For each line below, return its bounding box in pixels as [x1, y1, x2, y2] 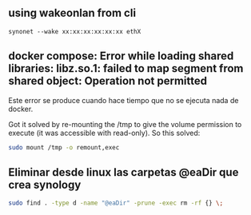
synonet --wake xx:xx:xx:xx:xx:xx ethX [8, 27, 141, 35]
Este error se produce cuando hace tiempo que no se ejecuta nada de [8, 95, 239, 105]
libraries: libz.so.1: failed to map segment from [8, 62, 244, 75]
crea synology [8, 177, 82, 191]
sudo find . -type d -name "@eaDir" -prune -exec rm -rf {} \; [8, 199, 224, 207]
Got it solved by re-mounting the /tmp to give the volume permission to [8, 119, 242, 129]
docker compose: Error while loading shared [8, 50, 234, 63]
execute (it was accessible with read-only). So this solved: [8, 128, 201, 137]
